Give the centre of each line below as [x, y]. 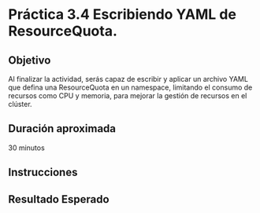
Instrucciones [43, 173]
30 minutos [26, 148]
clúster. [20, 104]
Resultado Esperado [59, 199]
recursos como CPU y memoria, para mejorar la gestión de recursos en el [128, 95]
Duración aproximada [62, 129]
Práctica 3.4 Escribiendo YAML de [122, 15]
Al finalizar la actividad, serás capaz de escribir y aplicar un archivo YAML [128, 79]
